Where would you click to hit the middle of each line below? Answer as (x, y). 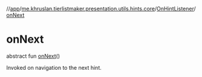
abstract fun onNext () (33, 56)
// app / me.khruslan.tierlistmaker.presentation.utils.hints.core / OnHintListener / (101, 9)
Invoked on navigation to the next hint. (54, 67)
